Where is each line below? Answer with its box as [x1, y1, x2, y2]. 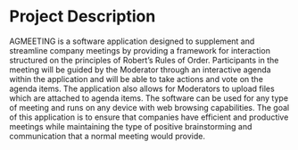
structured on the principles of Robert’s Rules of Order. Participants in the [9, 54, 279, 65]
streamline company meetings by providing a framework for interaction [9, 45, 270, 55]
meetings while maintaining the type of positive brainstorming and [9, 121, 252, 131]
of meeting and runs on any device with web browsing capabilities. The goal [9, 102, 290, 112]
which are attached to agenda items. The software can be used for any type [9, 92, 288, 104]
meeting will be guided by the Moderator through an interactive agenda [9, 64, 271, 75]
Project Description [9, 6, 156, 27]
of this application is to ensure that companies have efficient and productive [9, 112, 289, 122]
